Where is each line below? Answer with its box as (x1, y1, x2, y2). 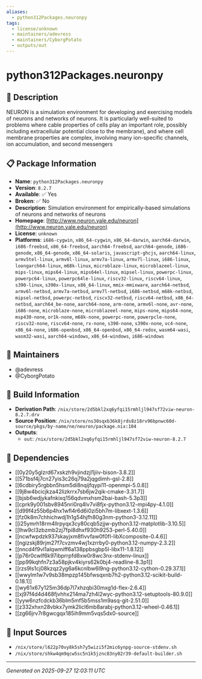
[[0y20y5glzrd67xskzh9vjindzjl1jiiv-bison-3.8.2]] (14, 469, 135, 476)
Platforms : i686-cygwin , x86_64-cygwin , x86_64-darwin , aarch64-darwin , (14, 236, 191, 243)
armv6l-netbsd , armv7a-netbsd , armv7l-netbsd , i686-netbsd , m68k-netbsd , (14, 287, 194, 294)
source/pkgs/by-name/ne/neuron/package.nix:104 (14, 423, 136, 430)
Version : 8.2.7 (14, 184, 52, 191)
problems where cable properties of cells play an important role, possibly (6, 121, 188, 128)
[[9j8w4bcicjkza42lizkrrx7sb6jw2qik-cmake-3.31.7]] (14, 488, 145, 495)
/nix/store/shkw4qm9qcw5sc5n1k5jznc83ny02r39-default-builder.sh (14, 651, 182, 657)
